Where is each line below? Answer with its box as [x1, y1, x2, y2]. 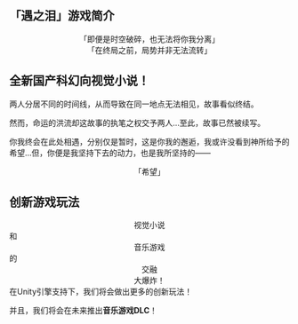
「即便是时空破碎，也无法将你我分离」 [79, 34, 220, 44]
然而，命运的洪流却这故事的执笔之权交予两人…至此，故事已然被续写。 [9, 117, 266, 128]
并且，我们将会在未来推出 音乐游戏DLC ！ [9, 305, 157, 316]
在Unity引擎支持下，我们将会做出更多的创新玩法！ [9, 287, 193, 297]
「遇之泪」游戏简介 [9, 8, 115, 24]
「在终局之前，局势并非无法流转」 [87, 44, 212, 55]
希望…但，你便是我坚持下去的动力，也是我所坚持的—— [9, 147, 212, 158]
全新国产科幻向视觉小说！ [9, 74, 149, 89]
